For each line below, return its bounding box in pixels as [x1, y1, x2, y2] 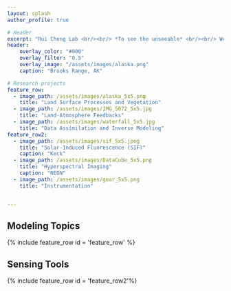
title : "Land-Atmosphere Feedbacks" [19, 112, 125, 119]
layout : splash [7, 10, 51, 17]
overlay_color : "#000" [19, 48, 85, 55]
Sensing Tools [7, 258, 69, 270]
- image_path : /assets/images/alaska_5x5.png [13, 92, 146, 100]
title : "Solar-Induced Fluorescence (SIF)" [19, 144, 146, 151]
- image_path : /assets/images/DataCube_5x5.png [13, 157, 153, 164]
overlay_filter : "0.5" [19, 54, 85, 62]
